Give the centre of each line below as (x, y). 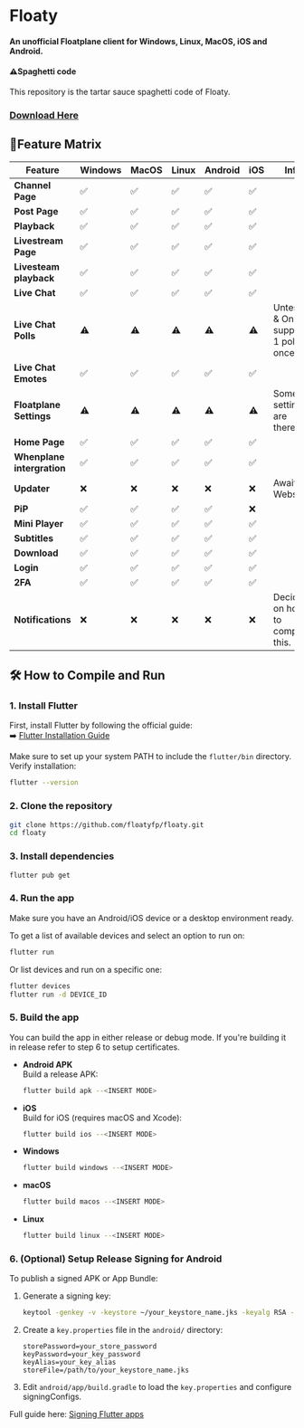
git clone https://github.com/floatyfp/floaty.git (107, 824)
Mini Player (38, 523)
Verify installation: (43, 766)
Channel (33, 185)
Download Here (44, 115)
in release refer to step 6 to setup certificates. (95, 1047)
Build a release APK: (60, 1074)
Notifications (43, 619)
